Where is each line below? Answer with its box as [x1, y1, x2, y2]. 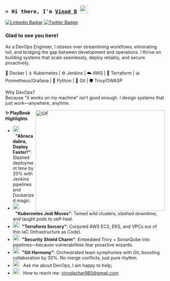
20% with [12, 170, 33, 177]
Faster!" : [12, 149, 32, 155]
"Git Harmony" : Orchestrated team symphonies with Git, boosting [22, 249, 160, 255]
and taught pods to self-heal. [12, 216, 73, 222]
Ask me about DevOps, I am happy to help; [23, 262, 112, 268]
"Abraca [15, 133, 33, 139]
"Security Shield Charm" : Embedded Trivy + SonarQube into [22, 236, 150, 243]
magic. [17, 197, 31, 204]
